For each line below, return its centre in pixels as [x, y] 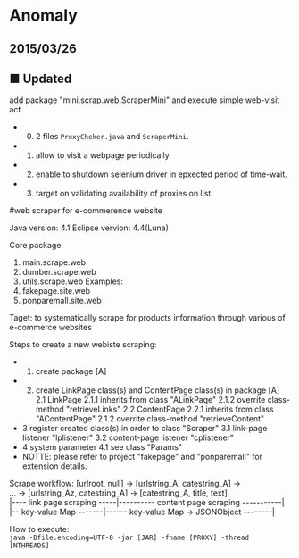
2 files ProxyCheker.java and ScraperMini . [112, 137]
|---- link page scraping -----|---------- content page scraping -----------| [147, 503]
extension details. [54, 466]
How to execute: [39, 529]
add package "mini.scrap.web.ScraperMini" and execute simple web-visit [145, 100]
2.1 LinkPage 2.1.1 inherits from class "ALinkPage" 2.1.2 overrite [150, 400]
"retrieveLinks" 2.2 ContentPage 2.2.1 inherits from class [170, 409]
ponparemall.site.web [62, 301]
